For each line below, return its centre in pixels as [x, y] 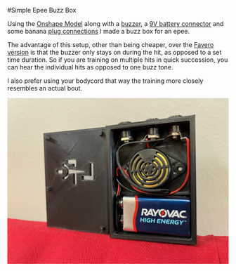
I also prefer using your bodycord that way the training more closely [105, 81]
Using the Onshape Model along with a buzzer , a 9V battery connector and [116, 24]
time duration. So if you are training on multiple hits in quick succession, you [118, 60]
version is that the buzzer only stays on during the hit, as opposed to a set [114, 52]
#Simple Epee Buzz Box [42, 10]
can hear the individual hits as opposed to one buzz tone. [90, 67]
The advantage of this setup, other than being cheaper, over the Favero [111, 45]
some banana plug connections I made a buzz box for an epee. [99, 31]
